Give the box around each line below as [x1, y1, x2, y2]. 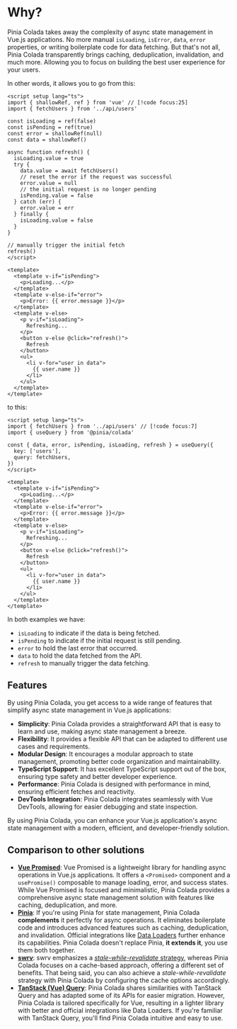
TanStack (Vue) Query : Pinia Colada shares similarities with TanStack [17, 983, 221, 992]
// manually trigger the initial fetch [7, 242, 125, 249]
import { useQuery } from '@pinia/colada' [7, 429, 134, 436]
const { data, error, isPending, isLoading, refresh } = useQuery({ [7, 441, 214, 449]
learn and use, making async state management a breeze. [17, 727, 187, 736]
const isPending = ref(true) [7, 123, 93, 131]
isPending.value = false [20, 192, 93, 199]
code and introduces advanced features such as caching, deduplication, [17, 923, 229, 932]
